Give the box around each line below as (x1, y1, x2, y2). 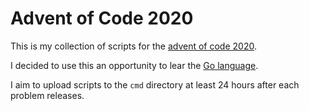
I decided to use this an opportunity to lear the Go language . (10, 59, 259, 71)
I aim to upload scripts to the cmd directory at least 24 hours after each (10, 78, 300, 91)
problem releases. (10, 89, 85, 101)
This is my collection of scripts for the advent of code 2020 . (10, 40, 257, 52)
